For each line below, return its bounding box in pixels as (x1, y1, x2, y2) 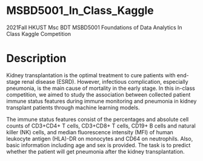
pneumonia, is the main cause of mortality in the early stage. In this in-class (6, 84, 195, 92)
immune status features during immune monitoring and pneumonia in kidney (6, 97, 197, 104)
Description (6, 52, 67, 66)
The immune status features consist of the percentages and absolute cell (6, 115, 189, 123)
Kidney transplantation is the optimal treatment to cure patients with (6, 71, 176, 79)
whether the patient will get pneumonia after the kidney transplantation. (6, 148, 185, 155)
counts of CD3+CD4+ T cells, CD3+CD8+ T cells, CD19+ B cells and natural (6, 122, 196, 129)
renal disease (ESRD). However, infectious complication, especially (21, 78, 189, 85)
